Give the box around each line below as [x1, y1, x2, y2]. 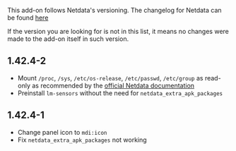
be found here [7, 13, 49, 22]
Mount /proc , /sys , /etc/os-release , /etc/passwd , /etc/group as [17, 73, 203, 82]
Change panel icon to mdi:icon [17, 128, 107, 136]
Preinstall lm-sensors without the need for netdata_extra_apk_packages [17, 88, 223, 97]
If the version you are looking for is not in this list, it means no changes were [7, 28, 230, 35]
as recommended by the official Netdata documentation [31, 81, 195, 90]
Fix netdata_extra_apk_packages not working [17, 135, 147, 144]
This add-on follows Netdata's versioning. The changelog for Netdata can [7, 6, 222, 14]
